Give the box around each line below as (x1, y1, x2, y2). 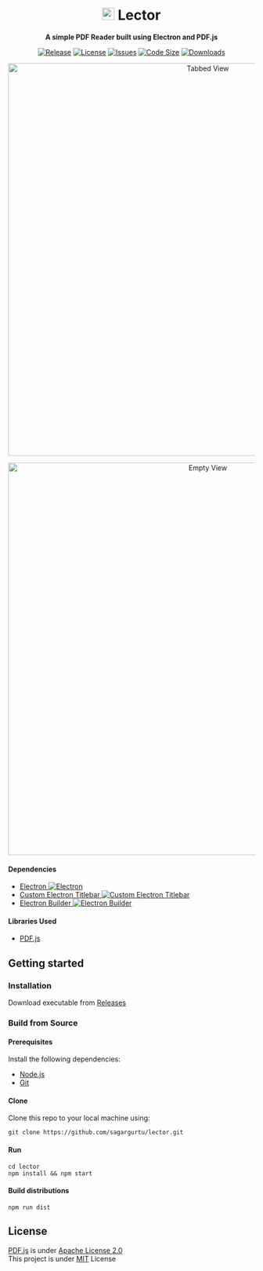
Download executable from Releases (8, 998, 127, 1007)
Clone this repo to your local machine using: (8, 1113, 150, 1123)
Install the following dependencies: (8, 1054, 121, 1064)
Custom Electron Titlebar (19, 890, 100, 900)
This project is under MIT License (8, 1254, 117, 1263)
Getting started (8, 956, 85, 970)
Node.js (19, 1070, 45, 1079)
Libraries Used (8, 916, 57, 926)
